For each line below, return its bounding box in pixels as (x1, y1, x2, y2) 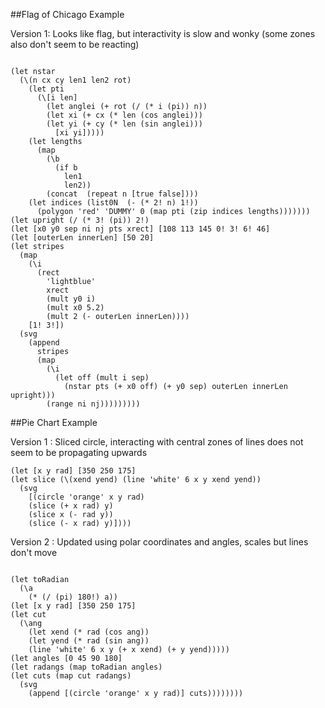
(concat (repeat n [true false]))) (46, 189, 199, 199)
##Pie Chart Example (10, 417, 98, 428)
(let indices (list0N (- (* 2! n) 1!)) (28, 198, 199, 208)
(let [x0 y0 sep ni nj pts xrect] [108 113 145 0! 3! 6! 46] (10, 224, 271, 234)
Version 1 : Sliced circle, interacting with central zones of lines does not (10, 436, 304, 448)
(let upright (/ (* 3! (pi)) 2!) (10, 215, 150, 225)
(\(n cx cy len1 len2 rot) (19, 75, 132, 85)
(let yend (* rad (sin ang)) (28, 636, 150, 646)
